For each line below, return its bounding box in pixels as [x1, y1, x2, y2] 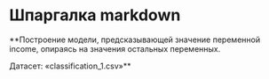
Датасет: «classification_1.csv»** [9, 61, 131, 71]
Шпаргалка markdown [9, 5, 181, 25]
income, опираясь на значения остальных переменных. [9, 43, 221, 54]
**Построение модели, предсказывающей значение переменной [9, 34, 260, 45]
